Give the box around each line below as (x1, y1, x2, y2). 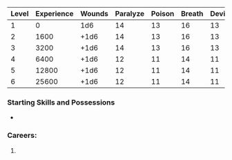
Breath (180, 9, 204, 18)
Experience (35, 9, 74, 18)
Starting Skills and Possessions (7, 97, 115, 107)
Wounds (80, 9, 109, 18)
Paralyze (115, 9, 145, 18)
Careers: (7, 131, 37, 141)
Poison (151, 9, 175, 18)
